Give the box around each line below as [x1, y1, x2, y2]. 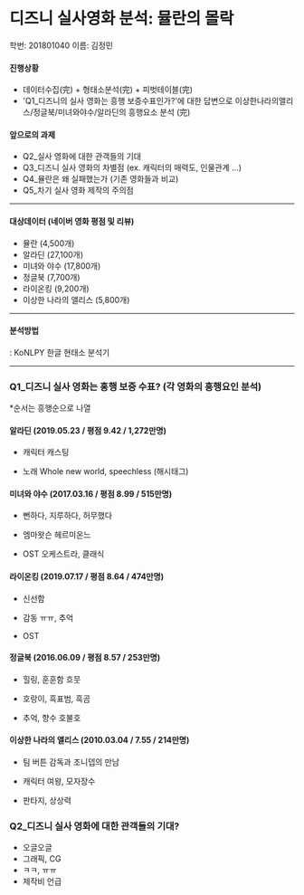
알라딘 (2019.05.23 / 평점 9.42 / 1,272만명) [9, 424, 167, 435]
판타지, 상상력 [22, 795, 72, 806]
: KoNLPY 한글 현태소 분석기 [9, 347, 110, 357]
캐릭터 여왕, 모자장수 [22, 776, 96, 787]
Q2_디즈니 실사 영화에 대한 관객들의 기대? [9, 820, 180, 833]
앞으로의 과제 [9, 129, 56, 140]
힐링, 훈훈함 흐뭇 [22, 673, 81, 684]
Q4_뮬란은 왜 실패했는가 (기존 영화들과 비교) [22, 174, 179, 185]
